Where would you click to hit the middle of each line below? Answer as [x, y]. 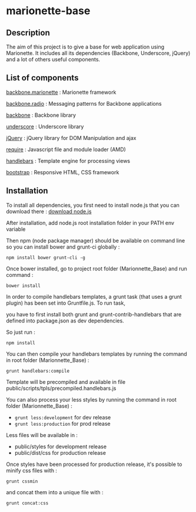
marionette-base [48, 11]
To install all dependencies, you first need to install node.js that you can [93, 205]
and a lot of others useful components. [53, 59]
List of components [42, 78]
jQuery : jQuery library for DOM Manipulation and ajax [71, 138]
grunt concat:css [27, 503]
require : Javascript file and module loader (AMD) [66, 149]
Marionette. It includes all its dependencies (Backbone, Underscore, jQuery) [98, 53]
